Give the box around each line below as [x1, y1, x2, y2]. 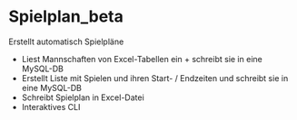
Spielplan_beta [8, 6, 124, 27]
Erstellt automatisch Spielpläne [8, 36, 124, 47]
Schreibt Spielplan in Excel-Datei [21, 92, 144, 103]
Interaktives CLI [21, 101, 81, 112]
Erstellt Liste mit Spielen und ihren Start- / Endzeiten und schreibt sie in [21, 72, 289, 83]
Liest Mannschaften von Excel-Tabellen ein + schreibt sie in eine [21, 53, 262, 64]
